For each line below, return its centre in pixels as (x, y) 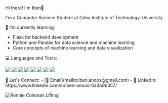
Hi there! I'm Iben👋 (25, 8)
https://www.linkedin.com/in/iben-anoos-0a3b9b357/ (61, 85)
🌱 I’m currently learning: (30, 27)
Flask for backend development (46, 37)
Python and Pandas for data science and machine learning (74, 42)
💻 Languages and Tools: (31, 58)
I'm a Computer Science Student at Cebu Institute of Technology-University (84, 17)
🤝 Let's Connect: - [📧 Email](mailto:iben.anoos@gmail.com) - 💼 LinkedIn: (81, 80)
